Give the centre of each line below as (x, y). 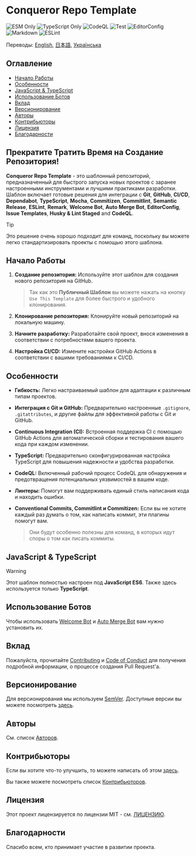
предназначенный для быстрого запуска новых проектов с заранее (91, 182)
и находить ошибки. (39, 497)
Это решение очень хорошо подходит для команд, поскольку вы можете (98, 236)
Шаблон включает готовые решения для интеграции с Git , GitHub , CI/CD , (98, 194)
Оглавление (29, 64)
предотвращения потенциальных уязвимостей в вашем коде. (92, 480)
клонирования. (48, 305)
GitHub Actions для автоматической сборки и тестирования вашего (99, 438)
